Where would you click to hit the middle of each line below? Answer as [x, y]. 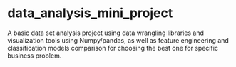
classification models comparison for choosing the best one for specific [113, 48]
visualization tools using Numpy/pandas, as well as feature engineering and [118, 40]
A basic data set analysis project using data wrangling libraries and [106, 33]
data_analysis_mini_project [90, 13]
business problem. [35, 56]
